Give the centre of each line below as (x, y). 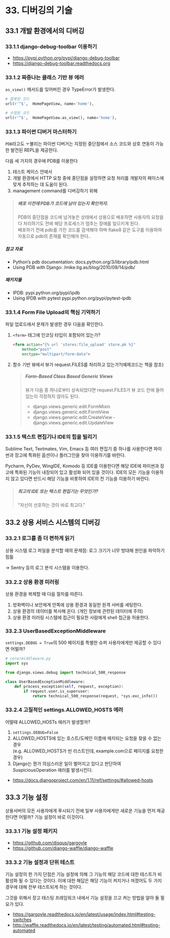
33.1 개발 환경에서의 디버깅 (45, 31)
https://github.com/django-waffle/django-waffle (63, 848)
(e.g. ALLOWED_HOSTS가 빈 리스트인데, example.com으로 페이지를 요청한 (88, 751)
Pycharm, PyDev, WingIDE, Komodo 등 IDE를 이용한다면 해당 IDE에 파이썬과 (82, 466)
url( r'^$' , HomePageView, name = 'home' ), (50, 104)
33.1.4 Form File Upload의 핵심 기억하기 (53, 312)
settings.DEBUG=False (35, 733)
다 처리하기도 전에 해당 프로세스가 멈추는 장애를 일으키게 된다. (79, 223)
